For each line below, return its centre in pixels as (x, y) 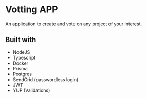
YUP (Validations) (31, 90)
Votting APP (32, 9)
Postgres (22, 74)
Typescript (24, 57)
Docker (21, 63)
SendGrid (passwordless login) (45, 79)
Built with (21, 40)
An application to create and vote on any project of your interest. (74, 24)
